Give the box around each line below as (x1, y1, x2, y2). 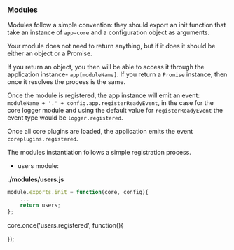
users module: (17, 162, 60, 170)
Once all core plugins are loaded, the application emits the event (7, 127, 193, 136)
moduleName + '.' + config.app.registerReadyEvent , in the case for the (7, 99, 214, 107)
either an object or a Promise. (7, 49, 92, 57)
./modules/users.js (7, 175, 64, 183)
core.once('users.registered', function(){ (7, 221, 124, 229)
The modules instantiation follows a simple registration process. (7, 148, 191, 157)
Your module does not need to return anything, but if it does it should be (7, 42, 216, 50)
